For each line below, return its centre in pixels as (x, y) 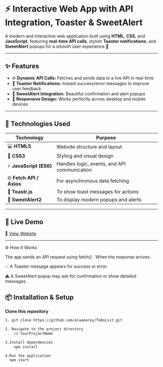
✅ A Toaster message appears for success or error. (57, 266)
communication (74, 170)
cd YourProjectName (33, 333)
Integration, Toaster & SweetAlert (74, 23)
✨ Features (22, 66)
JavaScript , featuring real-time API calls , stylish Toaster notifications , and (81, 41)
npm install (26, 347)
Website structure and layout (89, 147)
